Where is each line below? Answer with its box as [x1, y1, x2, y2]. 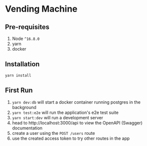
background [12, 104, 36, 110]
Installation [5, 60, 40, 69]
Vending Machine [5, 3, 78, 15]
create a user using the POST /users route [12, 130, 96, 136]
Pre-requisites [5, 23, 49, 31]
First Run [5, 86, 33, 94]
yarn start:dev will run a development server [12, 114, 103, 120]
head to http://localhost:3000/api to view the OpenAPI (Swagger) [12, 120, 143, 126]
